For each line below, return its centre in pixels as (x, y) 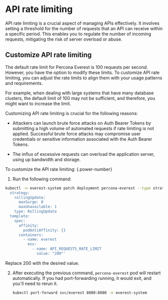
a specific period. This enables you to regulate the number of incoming (78, 34)
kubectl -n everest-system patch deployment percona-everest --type (78, 188)
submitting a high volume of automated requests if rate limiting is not (83, 128)
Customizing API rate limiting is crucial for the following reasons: (72, 113)
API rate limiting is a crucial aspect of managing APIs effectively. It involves (82, 23)
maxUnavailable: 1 (37, 207)
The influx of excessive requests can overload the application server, (83, 154)
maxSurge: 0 (31, 202)
